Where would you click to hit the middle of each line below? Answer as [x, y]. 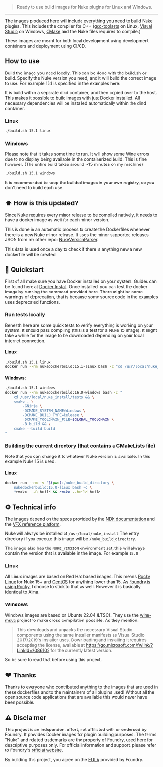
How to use [22, 61]
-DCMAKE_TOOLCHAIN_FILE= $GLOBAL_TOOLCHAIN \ [68, 420]
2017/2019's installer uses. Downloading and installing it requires [81, 640]
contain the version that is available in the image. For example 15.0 [72, 553]
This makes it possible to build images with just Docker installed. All [73, 98]
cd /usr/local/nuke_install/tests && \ [54, 397]
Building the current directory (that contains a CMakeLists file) [80, 446]
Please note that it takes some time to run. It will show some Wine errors [77, 154]
